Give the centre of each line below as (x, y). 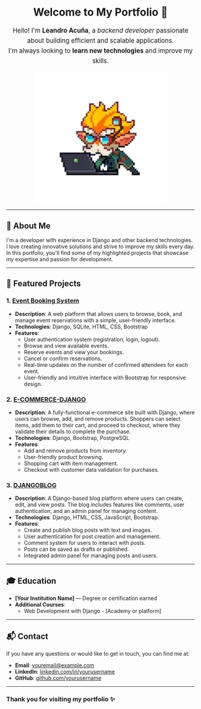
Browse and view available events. (66, 346)
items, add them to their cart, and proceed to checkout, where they (98, 426)
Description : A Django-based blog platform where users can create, (99, 498)
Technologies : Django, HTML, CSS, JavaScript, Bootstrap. (87, 517)
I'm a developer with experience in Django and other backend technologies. (100, 240)
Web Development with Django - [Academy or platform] (92, 611)
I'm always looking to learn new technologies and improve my (100, 50)
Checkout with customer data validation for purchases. (92, 470)
